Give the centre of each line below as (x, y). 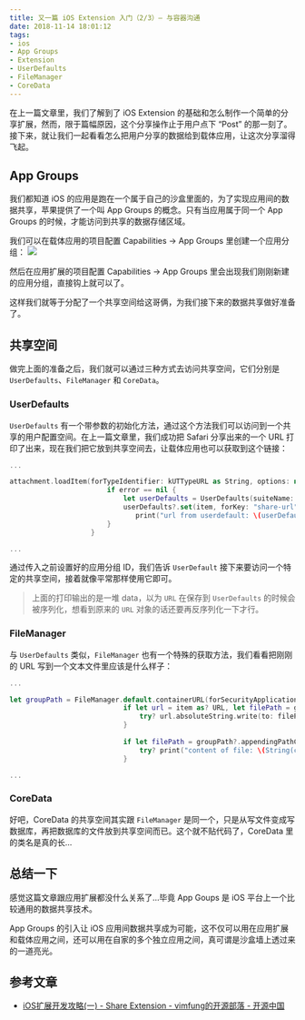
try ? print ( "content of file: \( (202, 750)
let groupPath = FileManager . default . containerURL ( (109, 700)
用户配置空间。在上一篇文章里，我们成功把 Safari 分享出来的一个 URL (154, 437)
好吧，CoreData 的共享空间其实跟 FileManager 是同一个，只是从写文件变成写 (152, 819)
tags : (20, 35)
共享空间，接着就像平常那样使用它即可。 (101, 579)
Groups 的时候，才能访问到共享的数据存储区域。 (100, 222)
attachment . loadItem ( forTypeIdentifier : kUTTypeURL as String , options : (150, 482)
